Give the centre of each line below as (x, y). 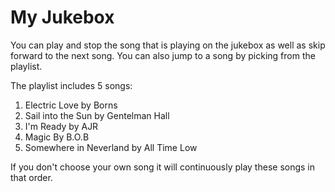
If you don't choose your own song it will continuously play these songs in (163, 167)
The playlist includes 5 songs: (71, 85)
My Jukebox (62, 17)
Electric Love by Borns (71, 105)
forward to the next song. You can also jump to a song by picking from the (163, 55)
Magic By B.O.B (57, 137)
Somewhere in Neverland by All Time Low (111, 147)
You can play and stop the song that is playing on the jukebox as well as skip (168, 45)
